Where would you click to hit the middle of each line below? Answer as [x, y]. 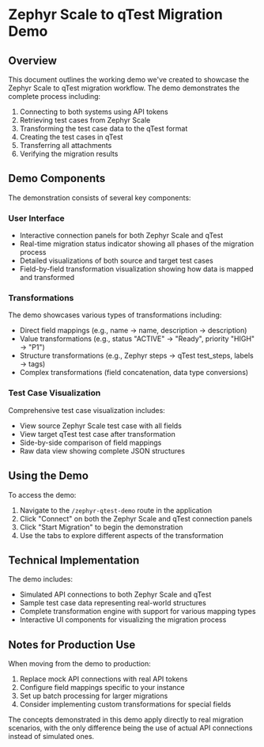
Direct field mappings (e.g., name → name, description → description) [133, 331]
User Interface [36, 218]
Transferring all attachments [66, 145]
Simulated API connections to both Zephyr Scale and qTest [115, 594]
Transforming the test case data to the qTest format [104, 129]
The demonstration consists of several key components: [100, 197]
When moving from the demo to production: [80, 664]
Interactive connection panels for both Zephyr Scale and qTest [121, 236]
